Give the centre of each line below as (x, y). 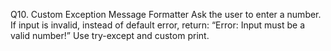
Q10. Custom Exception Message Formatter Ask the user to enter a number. (166, 14)
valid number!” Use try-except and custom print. (110, 35)
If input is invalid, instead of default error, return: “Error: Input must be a (158, 25)
